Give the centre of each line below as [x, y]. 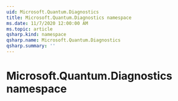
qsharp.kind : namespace [36, 35]
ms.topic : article [29, 29]
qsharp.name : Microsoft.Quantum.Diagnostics [63, 40]
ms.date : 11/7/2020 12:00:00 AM [47, 23]
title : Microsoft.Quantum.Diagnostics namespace [69, 18]
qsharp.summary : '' [31, 46]
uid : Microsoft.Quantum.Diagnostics [53, 12]
